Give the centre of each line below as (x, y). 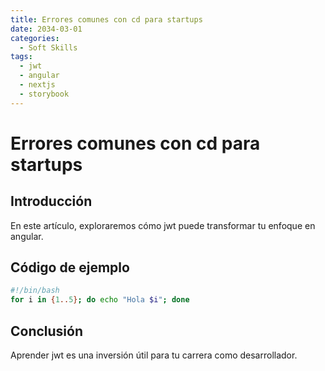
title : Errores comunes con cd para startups (106, 19)
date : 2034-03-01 (46, 29)
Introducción (51, 201)
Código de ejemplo (70, 267)
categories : (35, 38)
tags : (21, 57)
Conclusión (47, 331)
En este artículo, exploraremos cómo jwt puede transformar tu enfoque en (163, 225)
